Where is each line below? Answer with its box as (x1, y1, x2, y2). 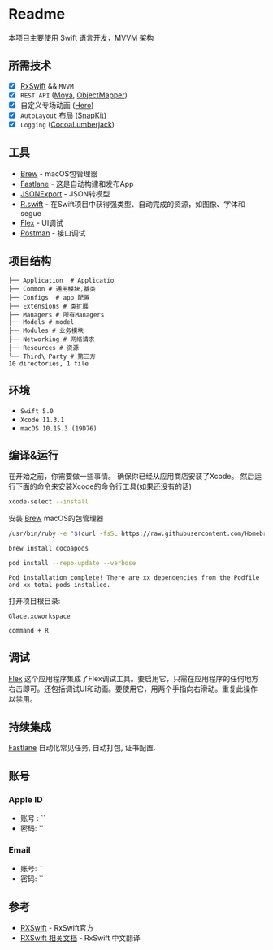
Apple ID (8, 793, 43, 805)
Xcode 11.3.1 (19, 416, 65, 424)
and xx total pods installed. (8, 581, 111, 589)
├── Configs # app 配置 (8, 293, 90, 301)
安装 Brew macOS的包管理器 (8, 513, 104, 524)
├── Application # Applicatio (8, 276, 115, 284)
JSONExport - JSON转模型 (19, 188, 110, 199)
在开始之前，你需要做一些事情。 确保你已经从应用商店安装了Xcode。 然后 (8, 472, 255, 481)
